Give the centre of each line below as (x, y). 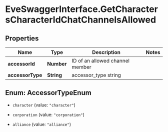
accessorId (21, 64)
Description (106, 52)
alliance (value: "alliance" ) (42, 124)
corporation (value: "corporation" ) (48, 114)
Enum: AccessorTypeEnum (48, 93)
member (81, 67)
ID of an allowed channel (101, 61)
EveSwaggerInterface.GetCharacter (82, 9)
